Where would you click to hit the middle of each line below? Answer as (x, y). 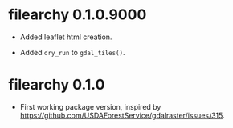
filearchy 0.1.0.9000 (78, 15)
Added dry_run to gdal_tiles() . (73, 52)
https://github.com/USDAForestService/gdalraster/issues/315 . (122, 115)
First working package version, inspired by (90, 106)
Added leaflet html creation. (66, 37)
